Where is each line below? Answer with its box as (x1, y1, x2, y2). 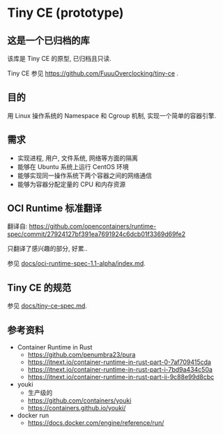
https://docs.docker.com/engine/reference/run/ (27, 419, 164, 427)
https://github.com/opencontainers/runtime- (29, 222, 157, 231)
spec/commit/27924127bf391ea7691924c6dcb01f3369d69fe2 (7, 230, 186, 238)
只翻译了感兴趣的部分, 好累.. (7, 245, 89, 253)
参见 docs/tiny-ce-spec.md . (7, 302, 87, 310)
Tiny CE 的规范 (7, 282, 72, 294)
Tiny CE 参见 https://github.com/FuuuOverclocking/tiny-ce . (7, 69, 179, 78)
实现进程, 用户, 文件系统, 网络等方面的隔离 (17, 154, 138, 162)
